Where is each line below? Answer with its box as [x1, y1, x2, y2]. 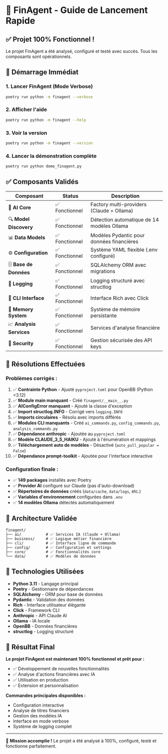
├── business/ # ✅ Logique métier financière [5, 536, 112, 541]
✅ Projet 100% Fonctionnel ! [5, 35, 95, 43]
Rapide [5, 15, 35, 26]
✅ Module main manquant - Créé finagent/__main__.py [12, 397, 129, 403]
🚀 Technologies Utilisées [5, 567, 84, 576]
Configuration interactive [12, 702, 64, 709]
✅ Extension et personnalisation [12, 683, 79, 689]
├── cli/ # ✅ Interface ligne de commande [5, 541, 116, 546]
